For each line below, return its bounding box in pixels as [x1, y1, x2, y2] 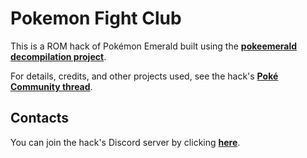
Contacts [10, 110, 70, 127]
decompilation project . [10, 50, 107, 62]
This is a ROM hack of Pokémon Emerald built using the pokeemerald [10, 40, 298, 52]
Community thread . [10, 80, 93, 92]
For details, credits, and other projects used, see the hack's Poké [10, 70, 279, 82]
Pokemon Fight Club [10, 7, 182, 30]
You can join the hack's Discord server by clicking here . [10, 136, 241, 148]
